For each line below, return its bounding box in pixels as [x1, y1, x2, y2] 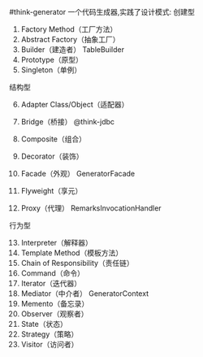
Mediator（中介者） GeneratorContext [20, 289, 149, 298]
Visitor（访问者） [20, 340, 79, 349]
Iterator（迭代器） [20, 279, 82, 288]
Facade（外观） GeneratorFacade [20, 169, 136, 178]
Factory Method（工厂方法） [20, 24, 118, 34]
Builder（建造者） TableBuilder [20, 45, 125, 54]
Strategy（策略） [20, 329, 79, 339]
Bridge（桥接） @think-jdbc [20, 117, 115, 126]
